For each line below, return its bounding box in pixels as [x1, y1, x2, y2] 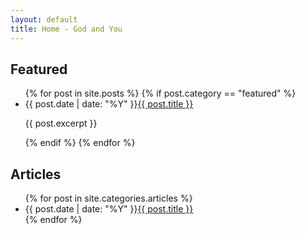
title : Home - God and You [10, 24, 123, 34]
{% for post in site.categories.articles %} [24, 192, 193, 205]
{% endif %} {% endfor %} [24, 137, 136, 149]
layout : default [10, 14, 78, 25]
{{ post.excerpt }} [24, 117, 98, 130]
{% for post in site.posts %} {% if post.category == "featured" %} [24, 87, 297, 100]
